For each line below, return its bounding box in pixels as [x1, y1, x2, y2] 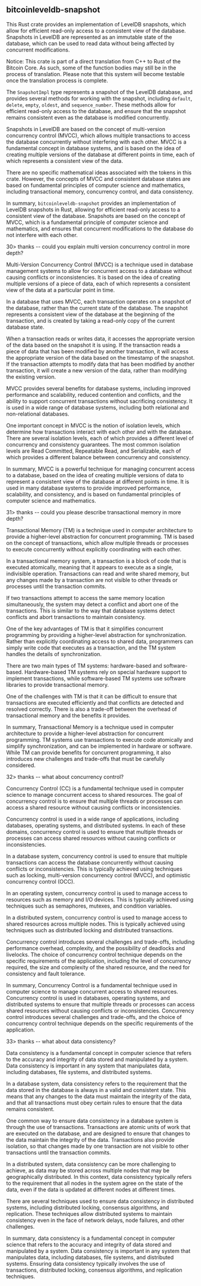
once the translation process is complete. [6, 77, 108, 84]
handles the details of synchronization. [6, 650, 102, 657]
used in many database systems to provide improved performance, [6, 484, 172, 492]
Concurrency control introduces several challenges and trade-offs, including [6, 938, 195, 945]
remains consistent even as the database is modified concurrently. [6, 114, 170, 121]
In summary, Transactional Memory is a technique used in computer [6, 723, 174, 730]
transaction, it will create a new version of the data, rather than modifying [6, 366, 187, 374]
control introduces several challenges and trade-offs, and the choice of [6, 1013, 182, 1020]
